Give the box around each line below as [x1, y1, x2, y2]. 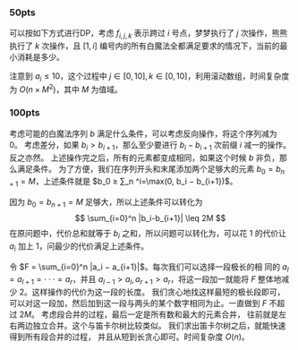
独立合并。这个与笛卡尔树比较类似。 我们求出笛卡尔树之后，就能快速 [32, 320, 286, 331]
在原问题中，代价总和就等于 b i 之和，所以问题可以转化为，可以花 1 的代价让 [9, 228, 286, 241]
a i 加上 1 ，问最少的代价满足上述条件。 [9, 240, 149, 253]
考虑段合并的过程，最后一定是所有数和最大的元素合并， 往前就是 [41, 309, 279, 320]
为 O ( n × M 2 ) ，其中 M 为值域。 [9, 82, 123, 95]
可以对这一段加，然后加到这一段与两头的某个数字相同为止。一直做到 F [9, 298, 268, 309]
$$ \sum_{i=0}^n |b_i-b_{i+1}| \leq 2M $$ [74, 213, 226, 224]
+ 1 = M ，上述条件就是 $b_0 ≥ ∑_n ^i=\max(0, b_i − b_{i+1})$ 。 [9, 176, 238, 189]
